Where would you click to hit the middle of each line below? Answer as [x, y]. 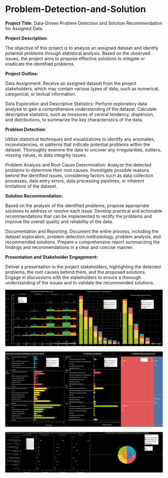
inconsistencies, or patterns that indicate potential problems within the [78, 144]
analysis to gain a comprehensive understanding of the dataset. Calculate [81, 109]
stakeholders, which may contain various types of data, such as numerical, [82, 88]
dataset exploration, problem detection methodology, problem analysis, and [83, 236]
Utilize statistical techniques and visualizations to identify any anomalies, [80, 139]
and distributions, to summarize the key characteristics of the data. [74, 119]
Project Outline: [22, 73]
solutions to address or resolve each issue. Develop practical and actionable [84, 211]
